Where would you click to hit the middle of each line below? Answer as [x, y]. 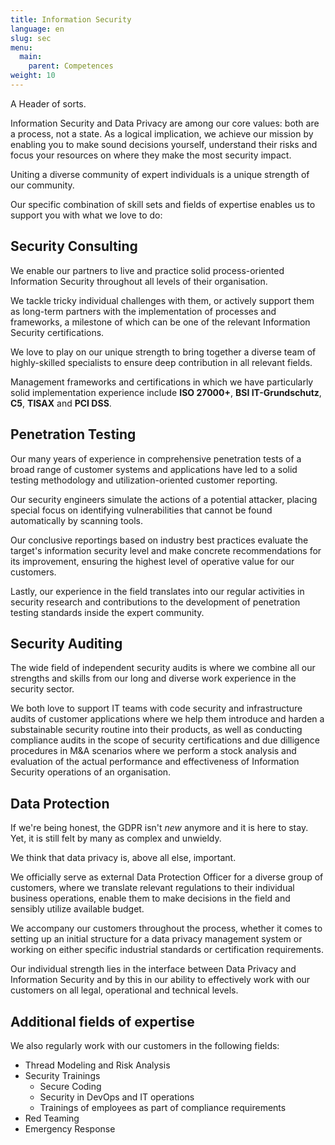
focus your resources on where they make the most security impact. [151, 155]
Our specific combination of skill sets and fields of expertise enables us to [163, 204]
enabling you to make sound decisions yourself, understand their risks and [164, 144]
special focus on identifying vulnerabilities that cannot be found [141, 510]
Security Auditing [66, 643]
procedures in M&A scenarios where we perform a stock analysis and [153, 751]
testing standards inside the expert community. [107, 612]
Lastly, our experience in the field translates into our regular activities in [157, 591]
